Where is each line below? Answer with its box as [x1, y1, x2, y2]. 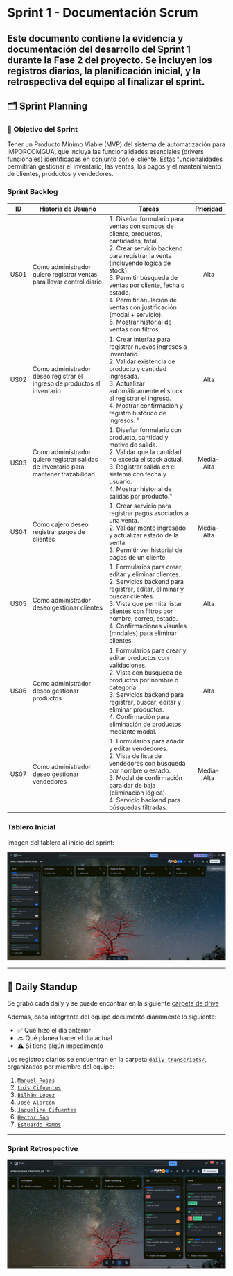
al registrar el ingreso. [108, 394, 171, 402]
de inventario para [32, 463, 85, 471]
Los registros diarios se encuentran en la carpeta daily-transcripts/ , [7, 1055, 207, 1063]
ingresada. [108, 372, 139, 380]
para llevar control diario [32, 277, 103, 286]
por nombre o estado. [108, 766, 171, 775]
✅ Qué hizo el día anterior [17, 1026, 92, 1034]
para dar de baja [108, 781, 156, 789]
